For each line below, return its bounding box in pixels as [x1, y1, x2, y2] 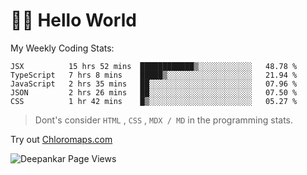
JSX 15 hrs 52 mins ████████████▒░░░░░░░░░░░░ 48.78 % [10, 61, 298, 71]
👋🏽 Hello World [10, 9, 137, 32]
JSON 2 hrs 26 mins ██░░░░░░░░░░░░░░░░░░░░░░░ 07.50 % [10, 87, 298, 98]
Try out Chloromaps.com [10, 133, 113, 145]
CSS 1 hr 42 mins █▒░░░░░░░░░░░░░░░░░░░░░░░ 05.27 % [10, 96, 298, 106]
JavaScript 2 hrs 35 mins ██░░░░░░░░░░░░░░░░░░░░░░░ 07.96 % [10, 79, 298, 89]
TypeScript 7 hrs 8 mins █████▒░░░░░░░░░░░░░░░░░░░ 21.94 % [10, 70, 298, 80]
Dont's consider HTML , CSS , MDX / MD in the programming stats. [34, 114, 294, 126]
